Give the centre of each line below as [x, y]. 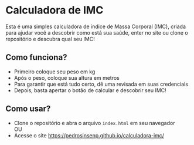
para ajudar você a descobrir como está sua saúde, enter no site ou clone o [97, 32]
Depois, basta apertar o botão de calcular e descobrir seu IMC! [90, 90]
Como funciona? [36, 57]
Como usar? [28, 109]
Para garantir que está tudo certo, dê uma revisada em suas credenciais [101, 84]
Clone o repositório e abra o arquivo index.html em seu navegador [94, 123]
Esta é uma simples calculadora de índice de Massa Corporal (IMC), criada [96, 26]
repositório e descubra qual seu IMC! [50, 39]
